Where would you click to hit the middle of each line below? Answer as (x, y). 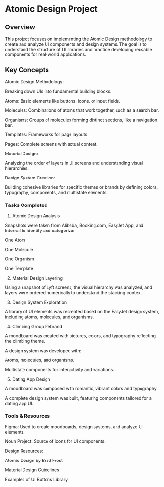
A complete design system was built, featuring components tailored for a (78, 398)
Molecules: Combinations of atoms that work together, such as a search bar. (82, 110)
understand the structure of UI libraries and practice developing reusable (79, 49)
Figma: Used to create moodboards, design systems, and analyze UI (74, 427)
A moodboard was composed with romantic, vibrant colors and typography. (81, 389)
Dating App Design (31, 379)
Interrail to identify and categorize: (40, 231)
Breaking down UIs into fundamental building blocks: (58, 91)
